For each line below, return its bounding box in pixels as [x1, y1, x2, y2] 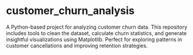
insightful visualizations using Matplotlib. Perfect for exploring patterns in [6, 36, 182, 43]
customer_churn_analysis [6, 4, 135, 18]
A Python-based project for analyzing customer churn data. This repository [6, 23, 188, 30]
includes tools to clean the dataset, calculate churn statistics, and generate [6, 29, 187, 36]
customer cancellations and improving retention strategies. [6, 42, 148, 49]
